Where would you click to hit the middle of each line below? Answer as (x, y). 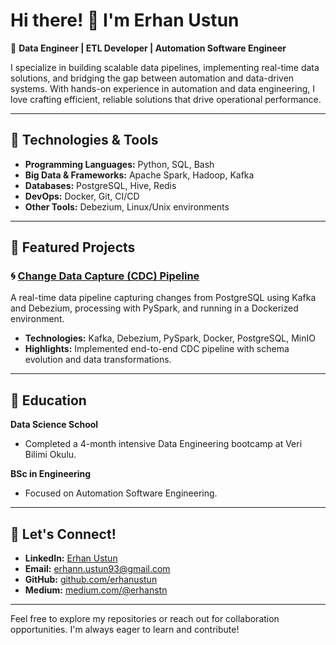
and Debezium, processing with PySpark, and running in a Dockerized (154, 308)
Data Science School (54, 425)
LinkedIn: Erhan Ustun (71, 558)
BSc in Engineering (51, 474)
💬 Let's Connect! (63, 534)
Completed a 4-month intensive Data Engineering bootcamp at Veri (163, 444)
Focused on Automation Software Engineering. (121, 493)
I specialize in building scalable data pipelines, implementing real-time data (165, 67)
